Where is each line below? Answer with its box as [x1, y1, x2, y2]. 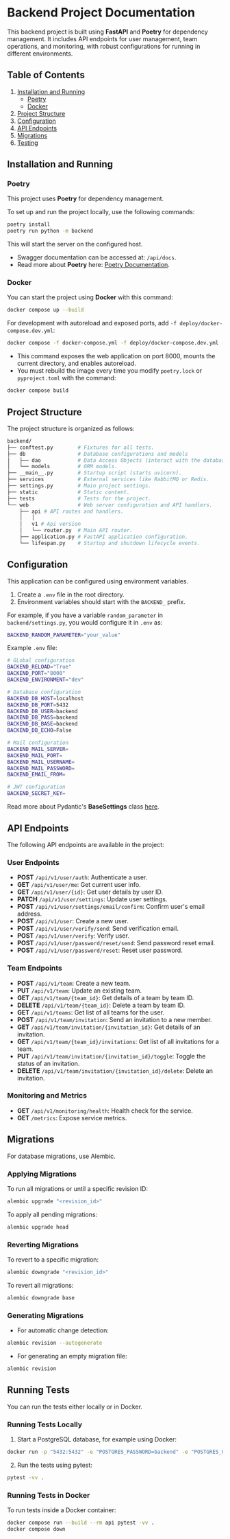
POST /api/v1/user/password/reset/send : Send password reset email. [16, 939, 216, 947]
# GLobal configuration [7, 657, 75, 664]
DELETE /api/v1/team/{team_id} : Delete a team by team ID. [16, 1001, 186, 1009]
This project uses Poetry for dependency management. [7, 194, 164, 203]
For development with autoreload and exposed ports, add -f [7, 319, 177, 327]
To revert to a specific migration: [7, 1255, 99, 1264]
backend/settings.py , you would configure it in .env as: [7, 618, 163, 626]
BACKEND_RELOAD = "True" [7, 664, 72, 671]
